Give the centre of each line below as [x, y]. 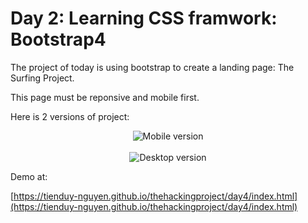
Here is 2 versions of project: [70, 116]
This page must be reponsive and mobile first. [105, 97]
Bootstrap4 [58, 39]
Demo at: [29, 176]
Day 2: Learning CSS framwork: [144, 18]
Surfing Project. [42, 78]
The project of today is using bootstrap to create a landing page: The [152, 67]
